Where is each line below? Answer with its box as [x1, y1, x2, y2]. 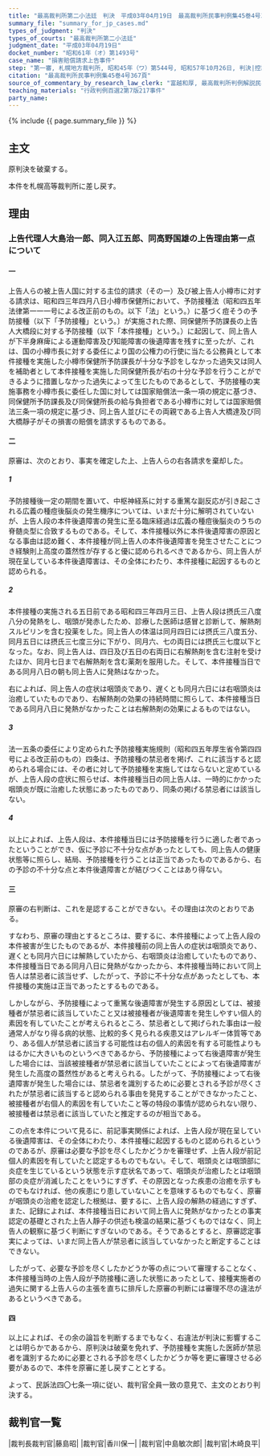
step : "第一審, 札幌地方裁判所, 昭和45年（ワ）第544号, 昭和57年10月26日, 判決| [8, 64, 256, 72]
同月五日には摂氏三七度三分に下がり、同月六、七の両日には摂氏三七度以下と [8, 636, 262, 646]
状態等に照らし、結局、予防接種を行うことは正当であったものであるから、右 [8, 854, 262, 864]
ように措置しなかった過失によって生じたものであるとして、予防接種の [22, 376, 254, 386]
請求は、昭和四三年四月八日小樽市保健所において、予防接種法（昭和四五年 [14, 296, 261, 305]
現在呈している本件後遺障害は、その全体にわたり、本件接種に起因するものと [8, 556, 262, 566]
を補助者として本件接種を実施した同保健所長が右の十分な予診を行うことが [8, 366, 255, 376]
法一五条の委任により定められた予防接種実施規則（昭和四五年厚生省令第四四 [8, 744, 262, 754]
